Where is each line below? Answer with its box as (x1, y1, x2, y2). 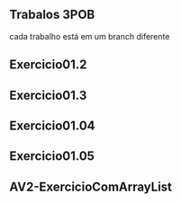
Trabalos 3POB (9, 7, 95, 22)
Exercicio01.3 (9, 87, 87, 102)
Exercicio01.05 (9, 148, 95, 164)
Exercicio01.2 (9, 57, 87, 73)
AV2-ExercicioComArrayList (9, 179, 173, 194)
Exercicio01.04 (9, 118, 96, 133)
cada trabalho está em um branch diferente (9, 31, 170, 41)
